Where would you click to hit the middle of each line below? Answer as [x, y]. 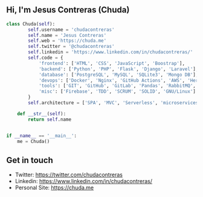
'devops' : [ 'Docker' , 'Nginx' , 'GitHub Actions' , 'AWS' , [112, 80]
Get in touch [30, 160]
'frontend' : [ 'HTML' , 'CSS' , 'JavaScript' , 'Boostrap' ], [112, 63]
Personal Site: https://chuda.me [54, 188]
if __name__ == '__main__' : [42, 136]
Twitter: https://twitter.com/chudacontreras [69, 175]
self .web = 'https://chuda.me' [67, 41]
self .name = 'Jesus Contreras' [67, 35]
